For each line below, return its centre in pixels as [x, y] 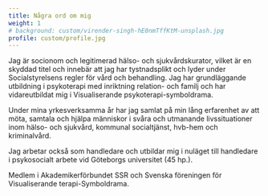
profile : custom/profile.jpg [57, 38]
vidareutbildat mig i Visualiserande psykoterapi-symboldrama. [111, 95]
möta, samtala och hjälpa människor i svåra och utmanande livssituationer [130, 119]
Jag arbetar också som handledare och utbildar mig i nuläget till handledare [133, 151]
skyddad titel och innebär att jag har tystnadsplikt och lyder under [117, 70]
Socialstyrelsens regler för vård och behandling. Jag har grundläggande [127, 78]
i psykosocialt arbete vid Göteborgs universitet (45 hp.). [101, 160]
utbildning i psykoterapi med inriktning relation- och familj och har [117, 86]
